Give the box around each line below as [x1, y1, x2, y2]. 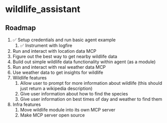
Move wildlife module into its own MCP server [20, 107, 116, 112]
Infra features [12, 101, 41, 107]
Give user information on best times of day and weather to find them [20, 96, 162, 102]
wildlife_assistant [5, 4, 81, 15]
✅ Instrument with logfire [20, 43, 72, 48]
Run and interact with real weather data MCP [12, 64, 106, 70]
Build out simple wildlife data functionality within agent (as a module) [12, 59, 156, 65]
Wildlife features [12, 75, 47, 81]
